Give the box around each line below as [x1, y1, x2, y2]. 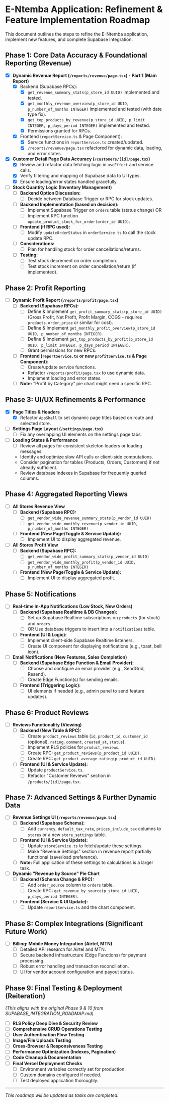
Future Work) [5, 927, 48, 936]
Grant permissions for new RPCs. [27, 347, 97, 353]
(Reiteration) [5, 992, 46, 1000]
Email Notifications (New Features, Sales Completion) [12, 654, 127, 660]
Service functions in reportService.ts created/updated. [27, 139, 144, 145]
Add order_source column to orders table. [27, 882, 114, 888]
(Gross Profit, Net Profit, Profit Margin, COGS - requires [27, 314, 142, 320]
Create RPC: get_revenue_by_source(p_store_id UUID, [27, 887, 140, 893]
